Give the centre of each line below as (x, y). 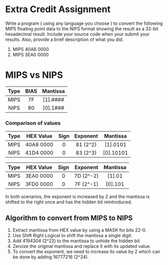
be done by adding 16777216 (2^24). (51, 257)
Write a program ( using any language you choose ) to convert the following (84, 23)
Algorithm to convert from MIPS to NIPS (69, 218)
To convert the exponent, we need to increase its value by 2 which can (86, 251)
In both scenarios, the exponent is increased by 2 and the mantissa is (78, 197)
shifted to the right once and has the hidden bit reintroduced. (69, 202)
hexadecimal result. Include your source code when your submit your (77, 34)
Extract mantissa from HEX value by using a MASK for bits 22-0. (79, 230)
